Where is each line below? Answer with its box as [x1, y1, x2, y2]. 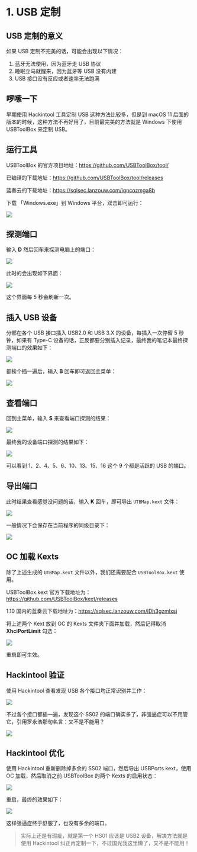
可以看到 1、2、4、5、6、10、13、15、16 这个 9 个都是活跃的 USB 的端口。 [6, 462, 189, 470]
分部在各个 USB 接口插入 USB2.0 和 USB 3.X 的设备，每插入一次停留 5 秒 [6, 329, 185, 336]
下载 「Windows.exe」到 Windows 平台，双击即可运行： [6, 199, 144, 206]
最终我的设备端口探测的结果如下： [6, 439, 89, 446]
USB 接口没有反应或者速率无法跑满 [14, 75, 100, 82]
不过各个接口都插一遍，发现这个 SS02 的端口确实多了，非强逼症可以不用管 [6, 710, 188, 718]
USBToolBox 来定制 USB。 [6, 126, 71, 133]
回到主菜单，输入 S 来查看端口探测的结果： [6, 415, 111, 422]
